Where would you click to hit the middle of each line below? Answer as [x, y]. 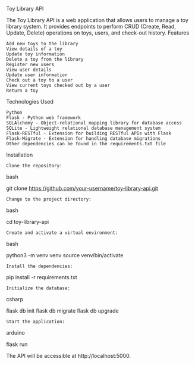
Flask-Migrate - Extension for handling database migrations [84, 139]
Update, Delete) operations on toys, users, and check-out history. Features [98, 33]
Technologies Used [30, 102]
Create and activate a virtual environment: [62, 233]
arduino [15, 333]
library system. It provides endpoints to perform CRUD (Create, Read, [91, 26]
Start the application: [36, 322]
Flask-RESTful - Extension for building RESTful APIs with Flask [89, 133]
